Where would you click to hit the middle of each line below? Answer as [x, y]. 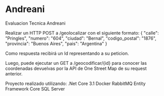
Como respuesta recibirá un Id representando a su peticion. [67, 53]
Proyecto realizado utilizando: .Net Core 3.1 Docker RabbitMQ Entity [75, 83]
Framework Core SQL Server [35, 88]
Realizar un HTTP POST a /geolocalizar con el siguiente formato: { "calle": [82, 33]
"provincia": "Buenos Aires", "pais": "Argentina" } [56, 43]
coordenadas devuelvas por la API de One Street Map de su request [76, 68]
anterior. [14, 73]
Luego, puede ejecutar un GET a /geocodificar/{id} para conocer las [76, 63]
